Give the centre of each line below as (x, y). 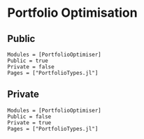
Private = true (29, 123)
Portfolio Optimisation (72, 13)
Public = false (29, 117)
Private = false (31, 67)
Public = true (28, 61)
